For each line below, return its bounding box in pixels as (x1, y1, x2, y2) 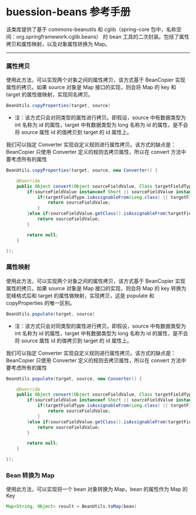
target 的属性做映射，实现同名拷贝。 (6, 91, 93, 98)
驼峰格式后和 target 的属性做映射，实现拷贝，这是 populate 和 (6, 292, 155, 299)
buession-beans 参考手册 (6, 5, 131, 19)
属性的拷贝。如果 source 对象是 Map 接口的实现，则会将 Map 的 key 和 (6, 84, 177, 91)
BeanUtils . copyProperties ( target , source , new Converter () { (6, 167, 158, 173)
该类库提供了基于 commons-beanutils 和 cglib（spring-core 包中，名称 (6, 26, 177, 33)
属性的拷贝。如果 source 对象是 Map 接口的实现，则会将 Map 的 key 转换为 (6, 284, 187, 291)
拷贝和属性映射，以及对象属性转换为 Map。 (6, 40, 111, 47)
